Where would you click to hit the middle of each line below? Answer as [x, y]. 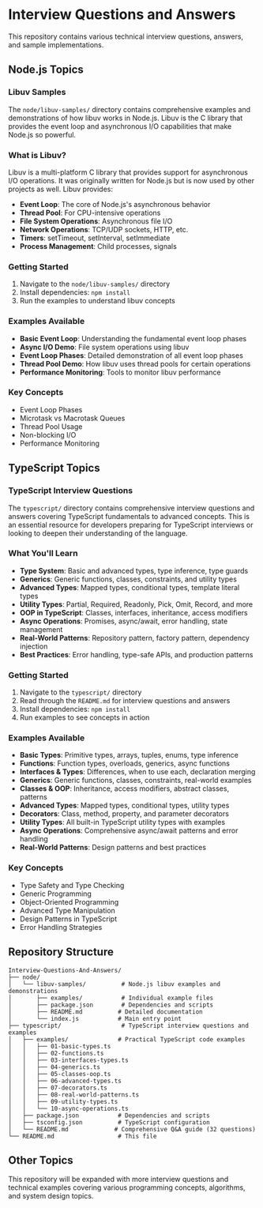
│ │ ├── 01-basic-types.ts [60, 1046]
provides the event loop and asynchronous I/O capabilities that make [120, 126]
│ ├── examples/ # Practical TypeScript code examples [127, 1039]
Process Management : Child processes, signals [98, 246]
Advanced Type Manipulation [68, 910]
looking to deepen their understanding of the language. [98, 533]
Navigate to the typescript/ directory [81, 692]
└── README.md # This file [83, 1136]
